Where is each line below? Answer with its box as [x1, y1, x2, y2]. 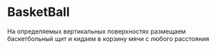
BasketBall [7, 4, 70, 20]
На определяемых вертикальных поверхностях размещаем [7, 27, 186, 35]
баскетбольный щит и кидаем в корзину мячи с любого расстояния [7, 34, 210, 42]
